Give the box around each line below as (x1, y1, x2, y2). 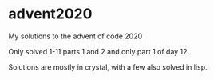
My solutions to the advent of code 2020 (8, 31, 143, 41)
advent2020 (8, 5, 93, 23)
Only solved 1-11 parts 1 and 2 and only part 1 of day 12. (8, 46, 190, 56)
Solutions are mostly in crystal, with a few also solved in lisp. (8, 62, 208, 72)
